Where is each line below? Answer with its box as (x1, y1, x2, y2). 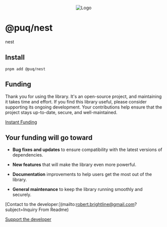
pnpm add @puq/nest (5, 66, 46, 71)
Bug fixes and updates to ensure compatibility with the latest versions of (12, 146, 163, 152)
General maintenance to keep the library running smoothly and (12, 186, 143, 192)
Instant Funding (5, 119, 37, 125)
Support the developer (5, 216, 51, 222)
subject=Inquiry (5, 206, 38, 212)
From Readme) (38, 206, 69, 212)
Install (5, 53, 25, 62)
